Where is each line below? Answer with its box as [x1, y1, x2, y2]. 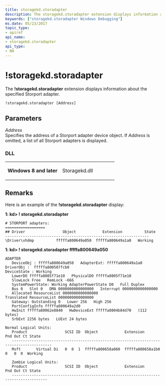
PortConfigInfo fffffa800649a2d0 [11, 304, 81, 309]
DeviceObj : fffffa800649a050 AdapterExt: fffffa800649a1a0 [11, 261, 142, 266]
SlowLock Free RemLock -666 [11, 278, 74, 283]
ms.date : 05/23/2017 [5, 21, 48, 26]
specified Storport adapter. [5, 91, 60, 97]
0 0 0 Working [5, 351, 43, 356]
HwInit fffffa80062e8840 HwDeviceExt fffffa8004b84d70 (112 [11, 308, 147, 313]
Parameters [5, 114, 42, 122]
